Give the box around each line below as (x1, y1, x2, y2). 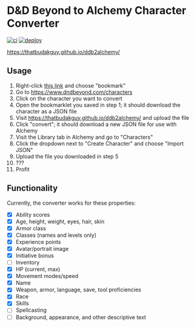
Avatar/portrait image (15, 245, 69, 252)
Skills (15, 300, 30, 307)
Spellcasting (15, 306, 47, 314)
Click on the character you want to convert (15, 94, 123, 102)
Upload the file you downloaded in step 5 (15, 153, 119, 160)
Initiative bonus (15, 252, 54, 259)
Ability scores (15, 211, 50, 218)
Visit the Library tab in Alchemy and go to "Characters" (15, 133, 153, 140)
